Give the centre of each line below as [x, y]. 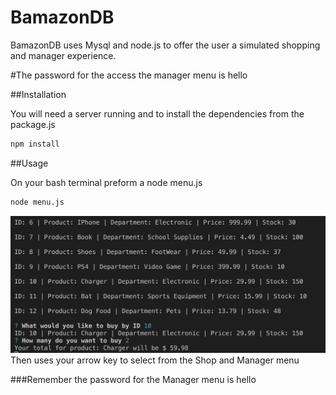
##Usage [29, 163]
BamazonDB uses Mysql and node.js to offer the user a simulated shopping [165, 45]
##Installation [38, 94]
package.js [33, 124]
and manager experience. [63, 55]
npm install [35, 144]
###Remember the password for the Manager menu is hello [133, 379]
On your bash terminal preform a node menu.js [106, 182]
